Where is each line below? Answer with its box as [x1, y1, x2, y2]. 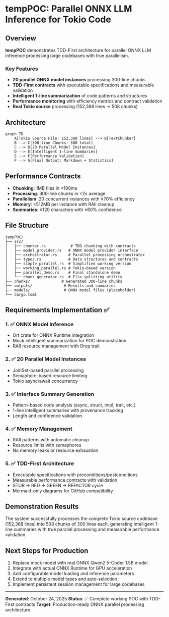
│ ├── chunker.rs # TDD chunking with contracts [5, 243, 136, 248]
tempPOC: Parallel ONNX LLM [5, 3, 132, 15]
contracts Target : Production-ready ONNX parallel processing [15, 601, 144, 607]
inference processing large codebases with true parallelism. [5, 53, 129, 59]
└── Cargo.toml [5, 292, 37, 297]
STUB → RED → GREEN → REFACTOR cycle [12, 482, 103, 488]
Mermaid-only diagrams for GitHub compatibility [12, 488, 113, 494]
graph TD [5, 132, 24, 137]
